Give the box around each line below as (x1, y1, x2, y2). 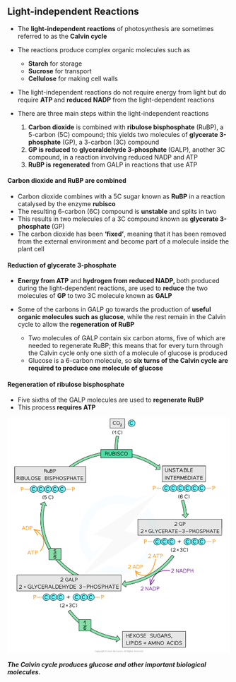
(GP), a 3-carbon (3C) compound (62, 138, 160, 146)
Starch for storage (28, 59, 83, 68)
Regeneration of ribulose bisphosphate (7, 380, 125, 388)
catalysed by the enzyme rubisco (17, 200, 116, 208)
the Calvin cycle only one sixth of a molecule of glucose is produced (28, 349, 228, 357)
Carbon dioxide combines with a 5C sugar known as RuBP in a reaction (17, 192, 225, 201)
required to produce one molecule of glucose (28, 364, 164, 373)
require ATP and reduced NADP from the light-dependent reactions (17, 95, 215, 104)
